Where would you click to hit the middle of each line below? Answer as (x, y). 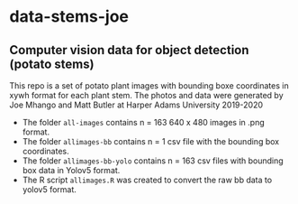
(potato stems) (52, 64)
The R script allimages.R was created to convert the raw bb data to (147, 180)
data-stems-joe (69, 17)
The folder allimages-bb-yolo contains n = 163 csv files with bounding (153, 161)
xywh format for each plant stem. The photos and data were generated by (146, 95)
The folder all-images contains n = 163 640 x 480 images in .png (143, 122)
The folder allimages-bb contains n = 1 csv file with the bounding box (151, 141)
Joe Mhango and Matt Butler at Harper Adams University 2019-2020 (136, 105)
